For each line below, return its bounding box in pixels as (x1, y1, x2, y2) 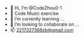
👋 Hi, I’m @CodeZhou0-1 (10, 5, 62, 11)
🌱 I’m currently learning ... (10, 16, 65, 22)
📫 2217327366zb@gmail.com (10, 27, 74, 33)
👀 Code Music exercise (10, 10, 59, 16)
